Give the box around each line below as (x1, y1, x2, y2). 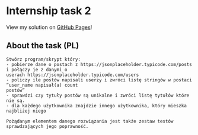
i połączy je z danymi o (6, 67, 68, 73)
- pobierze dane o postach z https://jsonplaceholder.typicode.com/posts (6, 61, 193, 67)
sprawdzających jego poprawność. (6, 123, 89, 129)
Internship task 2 (6, 4, 91, 18)
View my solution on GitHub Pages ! (6, 24, 92, 31)
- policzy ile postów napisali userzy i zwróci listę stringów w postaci (6, 77, 193, 83)
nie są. (6, 97, 25, 104)
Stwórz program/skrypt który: (6, 56, 81, 62)
